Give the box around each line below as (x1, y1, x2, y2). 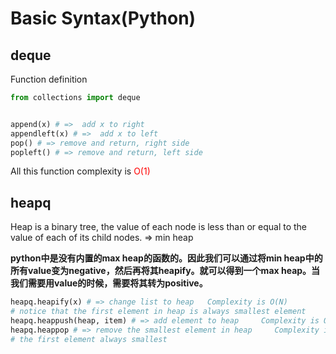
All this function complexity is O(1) (10, 165, 151, 177)
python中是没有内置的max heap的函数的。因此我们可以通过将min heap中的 (10, 252, 323, 264)
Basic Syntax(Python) (10, 7, 197, 30)
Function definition (10, 73, 88, 85)
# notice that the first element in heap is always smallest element (10, 307, 307, 317)
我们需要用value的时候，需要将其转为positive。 (10, 277, 208, 289)
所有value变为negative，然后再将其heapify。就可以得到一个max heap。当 (10, 265, 321, 277)
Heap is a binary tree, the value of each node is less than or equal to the (10, 221, 308, 233)
